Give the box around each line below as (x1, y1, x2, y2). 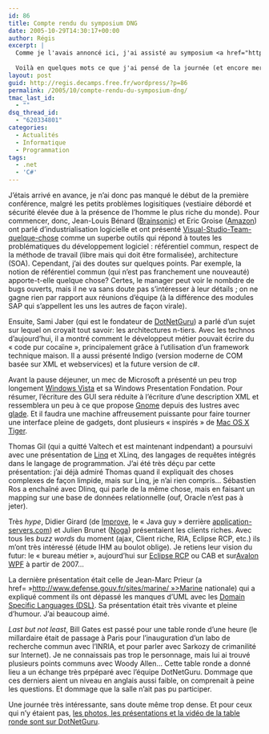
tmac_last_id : (8, 94, 56, 102)
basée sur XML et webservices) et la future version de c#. (8, 359, 200, 369)
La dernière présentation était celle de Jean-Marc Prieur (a (8, 575, 203, 584)
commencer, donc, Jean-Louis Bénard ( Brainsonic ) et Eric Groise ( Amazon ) (8, 216, 258, 225)
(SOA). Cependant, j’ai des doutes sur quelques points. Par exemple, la (8, 258, 242, 268)
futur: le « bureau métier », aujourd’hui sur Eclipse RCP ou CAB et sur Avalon (8, 551, 259, 560)
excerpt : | (8, 42, 45, 50)
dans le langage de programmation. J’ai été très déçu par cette (8, 459, 216, 468)
